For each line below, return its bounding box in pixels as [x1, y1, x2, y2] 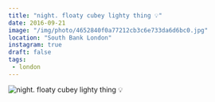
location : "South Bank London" [8, 33, 112, 42]
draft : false [8, 48, 52, 56]
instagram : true [8, 41, 62, 49]
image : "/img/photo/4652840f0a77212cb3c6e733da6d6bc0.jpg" [8, 26, 209, 34]
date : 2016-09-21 [8, 19, 66, 27]
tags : [8, 56, 26, 64]
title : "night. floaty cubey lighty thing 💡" [8, 11, 163, 20]
